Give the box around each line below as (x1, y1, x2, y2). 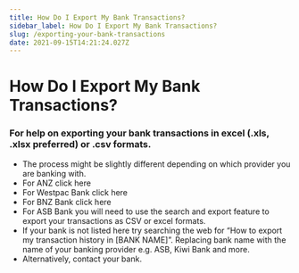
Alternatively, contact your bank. (21, 253, 143, 264)
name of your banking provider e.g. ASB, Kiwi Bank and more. (21, 244, 250, 254)
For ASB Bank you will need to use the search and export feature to (21, 206, 270, 217)
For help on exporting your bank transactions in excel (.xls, (9, 127, 270, 139)
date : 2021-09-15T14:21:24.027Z (9, 37, 129, 47)
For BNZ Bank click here (21, 196, 112, 207)
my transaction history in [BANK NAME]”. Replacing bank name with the (21, 234, 287, 245)
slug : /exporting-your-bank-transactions (9, 29, 166, 38)
